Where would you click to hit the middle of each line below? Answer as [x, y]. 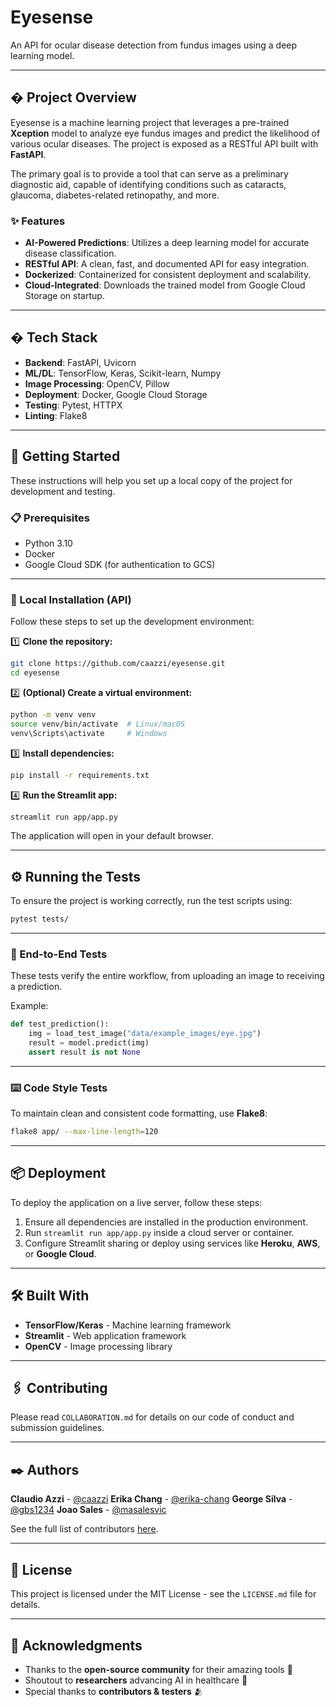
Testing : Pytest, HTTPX [73, 405]
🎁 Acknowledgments [76, 1645]
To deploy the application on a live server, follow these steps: [136, 1202]
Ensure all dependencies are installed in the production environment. [166, 1222]
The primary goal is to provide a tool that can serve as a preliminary [149, 173]
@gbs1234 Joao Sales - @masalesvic [88, 1510]
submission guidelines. [57, 1428]
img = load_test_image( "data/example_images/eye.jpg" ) [145, 1034]
